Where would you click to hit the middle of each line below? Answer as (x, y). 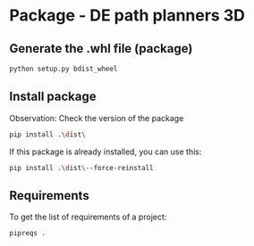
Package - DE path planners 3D (127, 16)
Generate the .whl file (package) (101, 49)
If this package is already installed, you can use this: (106, 152)
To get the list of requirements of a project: (88, 217)
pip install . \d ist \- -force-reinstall (81, 168)
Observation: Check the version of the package (97, 118)
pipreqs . (28, 234)
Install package (53, 97)
